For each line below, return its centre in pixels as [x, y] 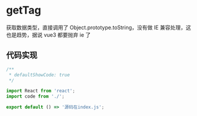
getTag [24, 10]
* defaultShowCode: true [39, 75]
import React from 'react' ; [41, 91]
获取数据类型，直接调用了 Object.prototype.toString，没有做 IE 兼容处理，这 [98, 27]
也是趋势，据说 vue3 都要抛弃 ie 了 [49, 35]
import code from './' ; [35, 96]
